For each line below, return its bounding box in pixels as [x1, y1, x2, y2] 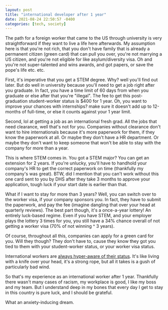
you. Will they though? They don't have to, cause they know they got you [5, 238, 156, 244]
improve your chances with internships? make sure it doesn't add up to [5, 103, 152, 109]
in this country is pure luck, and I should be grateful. [5, 289, 113, 296]
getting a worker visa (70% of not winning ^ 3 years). [5, 223, 115, 229]
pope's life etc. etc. [5, 67, 45, 73]
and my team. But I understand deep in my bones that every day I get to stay [5, 284, 163, 290]
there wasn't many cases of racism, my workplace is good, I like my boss [5, 279, 156, 285]
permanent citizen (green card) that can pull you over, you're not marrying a [5, 51, 162, 57]
